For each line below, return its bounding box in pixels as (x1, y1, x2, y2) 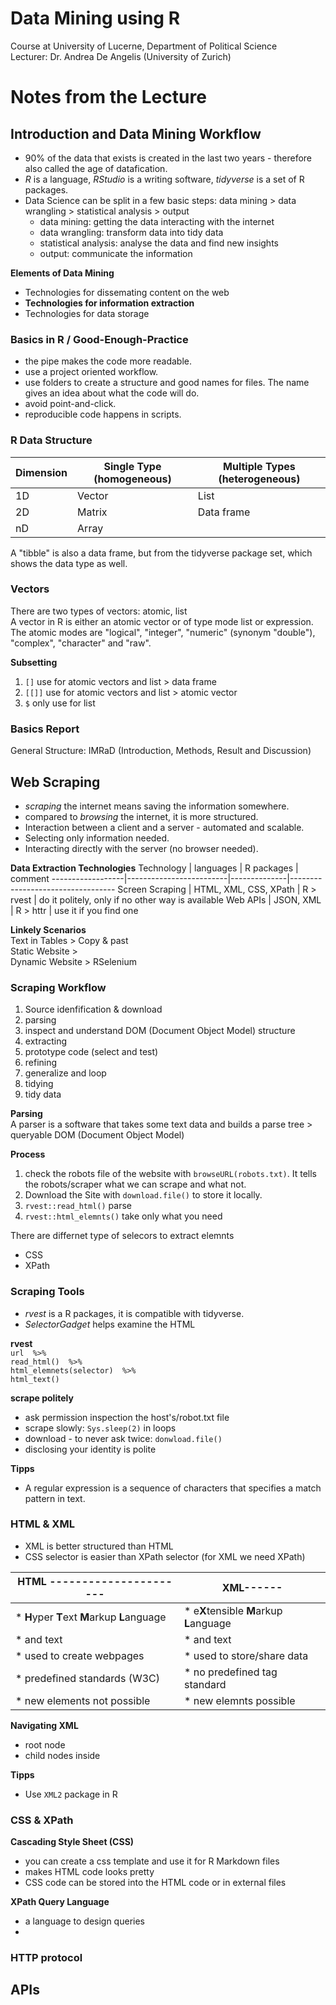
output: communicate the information (39, 247, 193, 259)
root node (24, 1738, 66, 1751)
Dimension (15, 465, 68, 479)
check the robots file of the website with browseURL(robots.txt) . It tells (24, 1168, 317, 1180)
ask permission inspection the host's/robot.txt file (24, 1411, 230, 1423)
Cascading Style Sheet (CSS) (10, 1836, 135, 1848)
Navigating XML (10, 1719, 79, 1731)
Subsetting (10, 656, 58, 668)
